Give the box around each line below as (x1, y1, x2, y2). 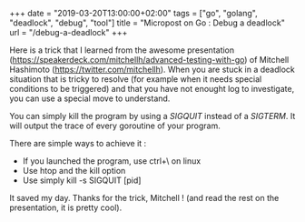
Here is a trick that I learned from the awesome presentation (9, 45, 235, 55)
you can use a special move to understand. (9, 93, 171, 104)
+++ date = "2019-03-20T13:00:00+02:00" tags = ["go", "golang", (9, 8, 258, 18)
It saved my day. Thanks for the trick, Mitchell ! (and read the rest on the (9, 193, 280, 203)
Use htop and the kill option (22, 166, 126, 176)
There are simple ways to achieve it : (9, 138, 147, 148)
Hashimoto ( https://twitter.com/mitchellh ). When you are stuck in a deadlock (9, 64, 295, 75)
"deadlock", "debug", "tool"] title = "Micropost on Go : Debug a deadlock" (9, 17, 286, 28)
